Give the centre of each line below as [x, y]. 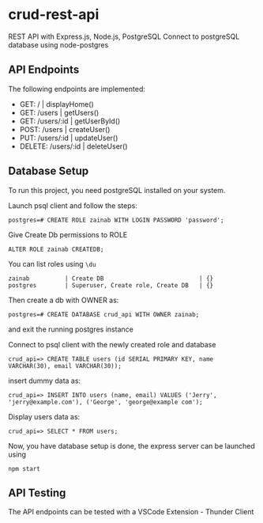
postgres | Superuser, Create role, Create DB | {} [111, 285]
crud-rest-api [54, 15]
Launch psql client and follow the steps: [73, 205]
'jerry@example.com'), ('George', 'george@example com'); [105, 402]
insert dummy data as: [45, 381]
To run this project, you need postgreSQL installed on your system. [117, 190]
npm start [24, 468]
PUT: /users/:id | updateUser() [69, 138]
